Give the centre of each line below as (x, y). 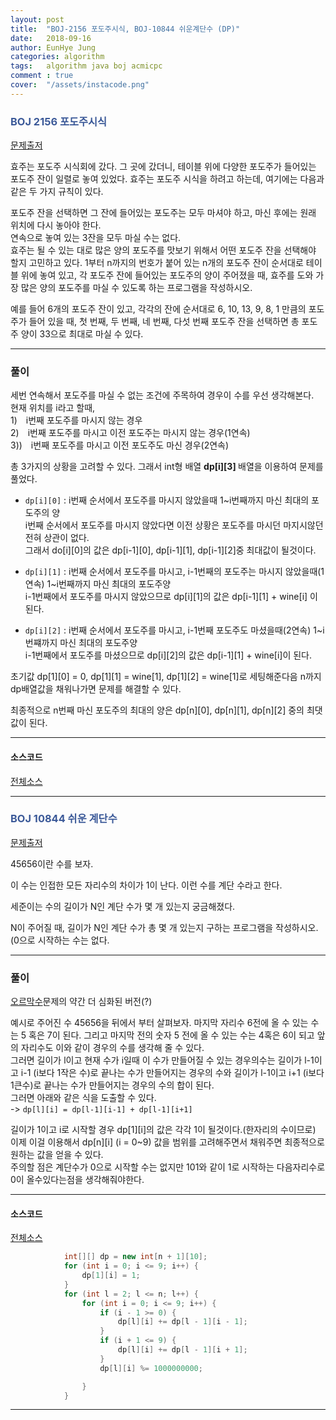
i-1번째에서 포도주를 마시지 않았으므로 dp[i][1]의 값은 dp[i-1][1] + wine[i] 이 (171, 597)
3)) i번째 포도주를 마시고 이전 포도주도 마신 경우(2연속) (120, 445)
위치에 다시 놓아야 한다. (56, 225)
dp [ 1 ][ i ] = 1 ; (111, 1276)
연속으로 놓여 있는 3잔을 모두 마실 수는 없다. (96, 238)
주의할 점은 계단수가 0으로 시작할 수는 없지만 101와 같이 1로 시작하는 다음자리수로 (168, 1167)
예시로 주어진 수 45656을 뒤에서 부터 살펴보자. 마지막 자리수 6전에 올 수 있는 (159, 1023)
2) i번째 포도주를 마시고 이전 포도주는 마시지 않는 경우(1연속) (130, 433)
